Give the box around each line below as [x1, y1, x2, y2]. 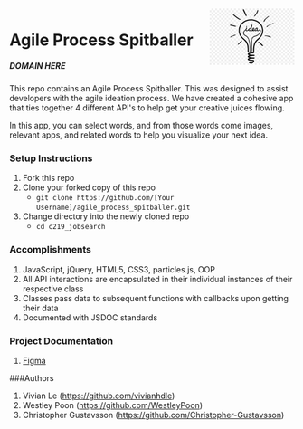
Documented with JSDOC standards [22, 311, 158, 323]
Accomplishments [9, 243, 92, 256]
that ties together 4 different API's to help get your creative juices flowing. [9, 102, 285, 113]
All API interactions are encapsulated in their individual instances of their [22, 273, 293, 284]
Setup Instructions [9, 152, 93, 165]
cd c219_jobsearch [35, 223, 106, 232]
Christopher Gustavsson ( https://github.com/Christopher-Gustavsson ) [22, 410, 285, 421]
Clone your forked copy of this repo [22, 182, 156, 193]
